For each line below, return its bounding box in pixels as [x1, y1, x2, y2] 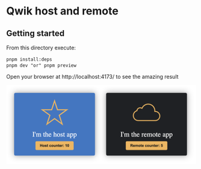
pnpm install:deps [6, 57, 52, 63]
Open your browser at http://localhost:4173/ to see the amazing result [6, 73, 179, 80]
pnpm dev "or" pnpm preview [6, 63, 77, 69]
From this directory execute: [6, 44, 76, 51]
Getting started [6, 28, 65, 38]
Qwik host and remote [6, 4, 119, 18]
